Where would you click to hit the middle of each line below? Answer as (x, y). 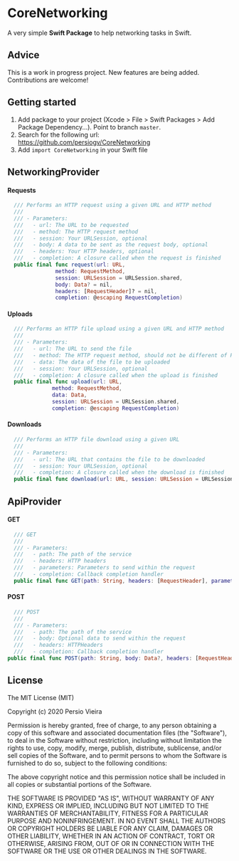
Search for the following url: (58, 134)
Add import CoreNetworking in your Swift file (83, 149)
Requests (22, 190)
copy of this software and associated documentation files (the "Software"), (117, 733)
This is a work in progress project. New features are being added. (103, 72)
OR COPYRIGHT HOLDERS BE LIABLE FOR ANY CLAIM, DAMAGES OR (110, 828)
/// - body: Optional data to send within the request (100, 638)
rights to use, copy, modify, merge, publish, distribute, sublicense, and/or (115, 748)
